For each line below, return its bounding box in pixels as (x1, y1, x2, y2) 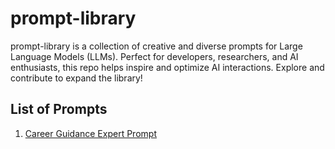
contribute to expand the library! (10, 72, 143, 84)
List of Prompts (10, 101, 108, 118)
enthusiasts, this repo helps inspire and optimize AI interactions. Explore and (10, 61, 325, 73)
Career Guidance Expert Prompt (24, 127, 157, 139)
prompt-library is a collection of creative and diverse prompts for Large (10, 40, 303, 52)
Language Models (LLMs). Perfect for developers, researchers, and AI (10, 50, 299, 62)
